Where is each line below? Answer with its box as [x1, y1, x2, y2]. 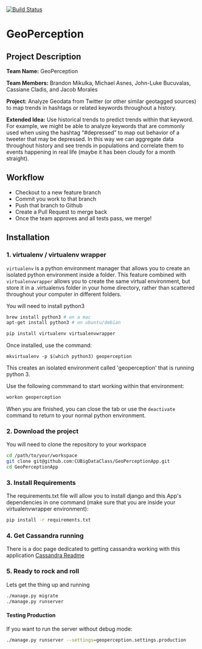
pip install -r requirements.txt [6, 517, 91, 523]
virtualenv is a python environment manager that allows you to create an [6, 264, 190, 271]
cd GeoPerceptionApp [6, 464, 59, 470]
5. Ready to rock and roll [6, 567, 79, 576]
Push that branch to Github [15, 201, 83, 209]
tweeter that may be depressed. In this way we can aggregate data [6, 135, 174, 143]
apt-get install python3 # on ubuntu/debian [6, 320, 121, 326]
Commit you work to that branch [15, 195, 97, 203]
